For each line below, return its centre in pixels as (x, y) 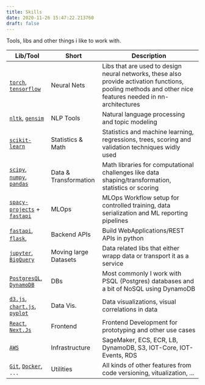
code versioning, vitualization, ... (148, 373)
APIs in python (123, 238)
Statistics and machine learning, (148, 132)
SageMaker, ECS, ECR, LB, (140, 340)
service (113, 264)
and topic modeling (130, 122)
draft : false (23, 23)
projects (22, 210)
